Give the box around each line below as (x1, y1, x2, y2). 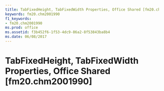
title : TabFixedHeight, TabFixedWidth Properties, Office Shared (5, 7, 141, 12)
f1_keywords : (5, 16, 32, 21)
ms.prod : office (5, 25, 38, 30)
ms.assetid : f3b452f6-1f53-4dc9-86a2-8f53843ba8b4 (5, 30, 110, 35)
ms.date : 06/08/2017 (5, 35, 47, 39)
